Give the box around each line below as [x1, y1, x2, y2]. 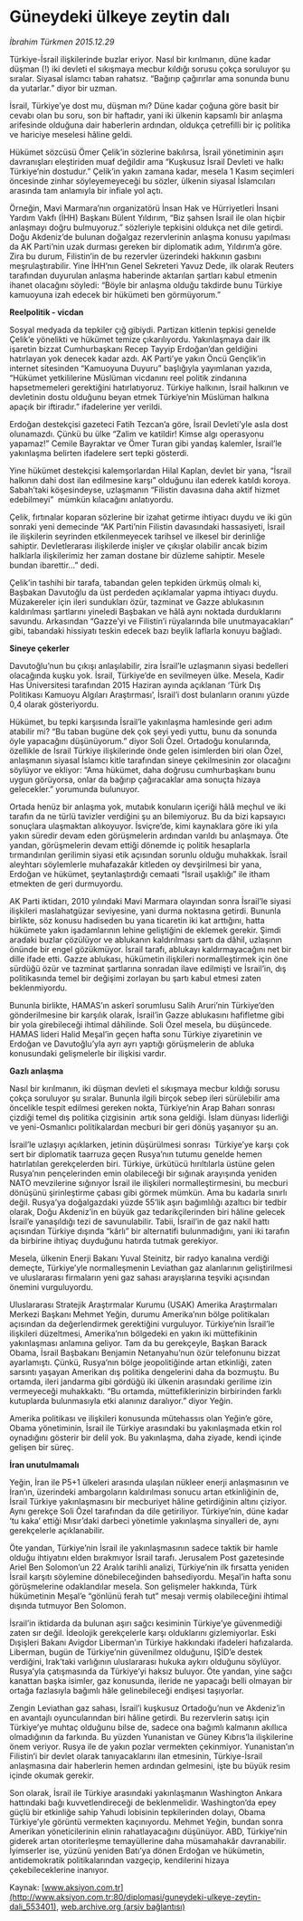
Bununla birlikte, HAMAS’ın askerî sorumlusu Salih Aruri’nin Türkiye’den [9, 999, 275, 1010]
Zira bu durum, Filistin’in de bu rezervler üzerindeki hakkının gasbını [9, 251, 262, 262]
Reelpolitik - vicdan [9, 306, 84, 318]
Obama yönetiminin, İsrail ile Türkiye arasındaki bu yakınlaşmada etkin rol [9, 1422, 282, 1433]
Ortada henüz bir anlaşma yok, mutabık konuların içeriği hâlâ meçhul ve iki [9, 801, 287, 812]
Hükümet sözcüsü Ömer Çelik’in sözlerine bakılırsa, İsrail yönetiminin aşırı [9, 147, 284, 158]
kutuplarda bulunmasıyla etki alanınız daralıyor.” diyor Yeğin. [9, 1395, 233, 1406]
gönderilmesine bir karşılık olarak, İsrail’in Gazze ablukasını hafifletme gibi [9, 1009, 285, 1020]
